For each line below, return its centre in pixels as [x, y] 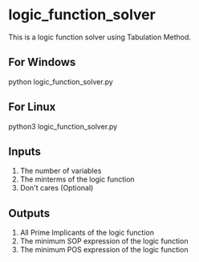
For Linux [32, 107]
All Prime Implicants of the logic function [87, 233]
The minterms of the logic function [77, 179]
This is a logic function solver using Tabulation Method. [99, 37]
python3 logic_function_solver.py [63, 126]
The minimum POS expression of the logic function [104, 250]
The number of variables [61, 171]
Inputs [25, 151]
